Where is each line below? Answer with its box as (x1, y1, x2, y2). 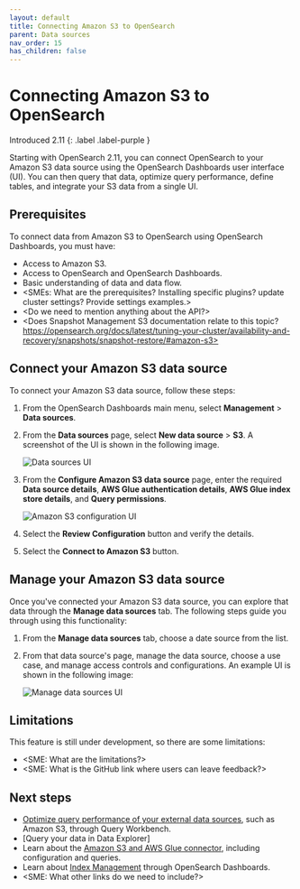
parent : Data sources (9, 30, 91, 39)
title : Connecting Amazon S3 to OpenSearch (9, 22, 176, 31)
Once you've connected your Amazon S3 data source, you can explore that (9, 596, 289, 607)
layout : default (9, 13, 70, 23)
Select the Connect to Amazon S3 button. (22, 545, 179, 556)
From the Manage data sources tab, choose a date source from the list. (22, 633, 289, 644)
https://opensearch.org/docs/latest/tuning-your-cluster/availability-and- (22, 325, 291, 336)
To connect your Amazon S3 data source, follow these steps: (9, 384, 236, 395)
